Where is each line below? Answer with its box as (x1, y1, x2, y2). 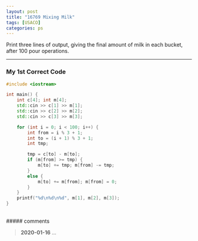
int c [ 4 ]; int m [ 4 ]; (16, 97, 67, 103)
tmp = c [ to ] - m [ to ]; (27, 151, 81, 157)
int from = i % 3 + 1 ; (27, 130, 83, 136)
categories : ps (6, 25, 44, 31)
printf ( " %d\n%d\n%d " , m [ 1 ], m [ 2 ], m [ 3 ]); (16, 195, 120, 201)
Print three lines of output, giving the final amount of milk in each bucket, (6, 41, 183, 48)
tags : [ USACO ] (6, 19, 41, 25)
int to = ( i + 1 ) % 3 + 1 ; (27, 135, 94, 141)
